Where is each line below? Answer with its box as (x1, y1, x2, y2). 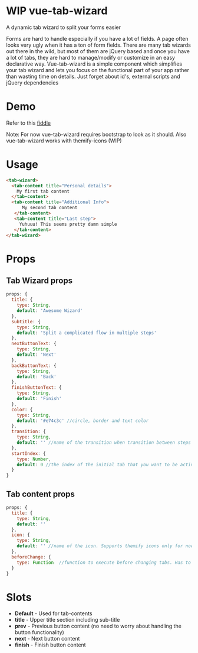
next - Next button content (14, 635, 80, 642)
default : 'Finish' (16, 396, 62, 402)
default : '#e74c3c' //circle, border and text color (16, 418, 149, 424)
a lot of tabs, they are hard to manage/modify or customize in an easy (6, 54, 176, 61)
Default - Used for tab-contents (14, 610, 93, 617)
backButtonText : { (11, 362, 57, 369)
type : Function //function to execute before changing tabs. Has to (16, 560, 192, 566)
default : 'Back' (16, 373, 57, 379)
